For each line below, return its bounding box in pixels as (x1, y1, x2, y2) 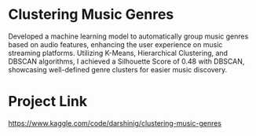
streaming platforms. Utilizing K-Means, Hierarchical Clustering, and (8, 48, 229, 57)
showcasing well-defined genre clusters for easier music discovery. (8, 64, 228, 74)
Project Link (8, 93, 88, 111)
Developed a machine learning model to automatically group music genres (8, 31, 249, 41)
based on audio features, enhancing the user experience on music (8, 39, 223, 49)
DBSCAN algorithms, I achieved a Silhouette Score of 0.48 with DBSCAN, (8, 57, 245, 66)
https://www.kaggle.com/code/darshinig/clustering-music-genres (8, 118, 222, 127)
